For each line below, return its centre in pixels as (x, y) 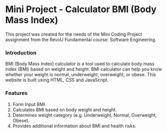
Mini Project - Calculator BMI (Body (81, 9)
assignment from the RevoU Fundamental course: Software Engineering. (81, 40)
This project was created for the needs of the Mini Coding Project (74, 34)
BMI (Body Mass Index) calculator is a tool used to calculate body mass (80, 64)
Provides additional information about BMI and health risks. (74, 126)
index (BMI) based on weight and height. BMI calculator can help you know (84, 69)
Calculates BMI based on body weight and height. (64, 110)
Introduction (21, 53)
